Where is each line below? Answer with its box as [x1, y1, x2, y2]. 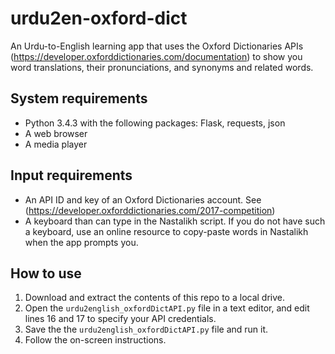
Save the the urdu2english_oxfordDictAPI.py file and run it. [24, 323, 269, 336]
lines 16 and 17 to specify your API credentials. [24, 313, 217, 325]
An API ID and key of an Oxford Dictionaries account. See [24, 193, 262, 206]
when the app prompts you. [24, 236, 139, 248]
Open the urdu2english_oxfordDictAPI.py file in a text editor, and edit [24, 302, 310, 314]
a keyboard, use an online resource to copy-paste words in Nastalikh [24, 225, 309, 237]
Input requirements [10, 167, 133, 184]
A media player [24, 138, 88, 150]
